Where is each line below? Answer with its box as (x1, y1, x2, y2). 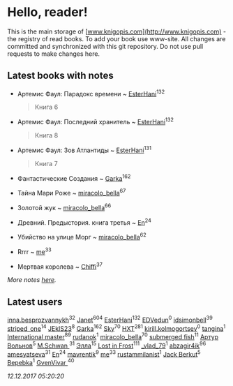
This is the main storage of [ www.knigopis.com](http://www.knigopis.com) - (7, 27, 227, 36)
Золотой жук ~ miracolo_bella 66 (17, 202, 112, 211)
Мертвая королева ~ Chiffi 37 (17, 261, 103, 271)
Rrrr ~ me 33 (17, 246, 52, 255)
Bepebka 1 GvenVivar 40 (7, 357, 75, 367)
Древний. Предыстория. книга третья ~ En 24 (17, 217, 152, 227)
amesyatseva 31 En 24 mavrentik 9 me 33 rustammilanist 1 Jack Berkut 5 (7, 348, 201, 358)
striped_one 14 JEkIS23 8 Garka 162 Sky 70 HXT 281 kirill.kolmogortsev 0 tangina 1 (7, 322, 226, 332)
